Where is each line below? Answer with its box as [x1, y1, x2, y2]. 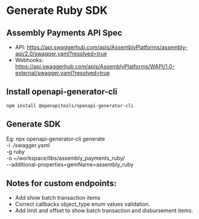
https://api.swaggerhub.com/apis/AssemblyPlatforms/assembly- [27, 43, 188, 51]
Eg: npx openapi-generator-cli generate [6, 135, 105, 142]
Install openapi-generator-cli [6, 87, 118, 97]
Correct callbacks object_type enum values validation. [15, 200, 151, 208]
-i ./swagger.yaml [6, 141, 50, 148]
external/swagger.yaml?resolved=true [15, 69, 110, 76]
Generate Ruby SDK [6, 4, 108, 17]
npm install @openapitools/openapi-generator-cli [6, 103, 134, 109]
